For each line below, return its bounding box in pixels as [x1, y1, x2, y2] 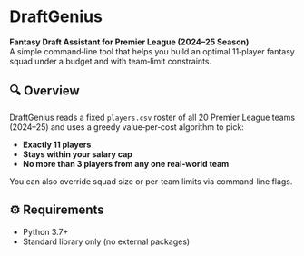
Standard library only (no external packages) [22, 236, 191, 247]
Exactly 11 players [22, 139, 92, 150]
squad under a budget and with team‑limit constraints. [9, 55, 212, 66]
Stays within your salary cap [22, 148, 133, 160]
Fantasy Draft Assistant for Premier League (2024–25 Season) [9, 36, 250, 47]
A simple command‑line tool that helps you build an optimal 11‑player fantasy [9, 45, 295, 56]
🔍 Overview [9, 84, 80, 99]
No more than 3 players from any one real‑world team [22, 158, 230, 169]
